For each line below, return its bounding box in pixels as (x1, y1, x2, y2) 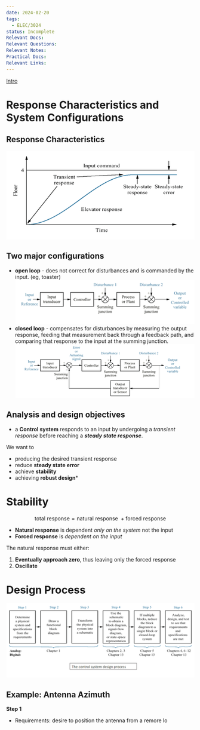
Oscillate (14, 562, 38, 569)
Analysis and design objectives (6, 410, 125, 420)
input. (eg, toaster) (14, 273, 61, 280)
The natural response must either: (6, 544, 90, 551)
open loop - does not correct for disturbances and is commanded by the (14, 266, 194, 274)
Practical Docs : (6, 54, 47, 60)
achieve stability (14, 468, 57, 475)
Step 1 (6, 706, 22, 713)
